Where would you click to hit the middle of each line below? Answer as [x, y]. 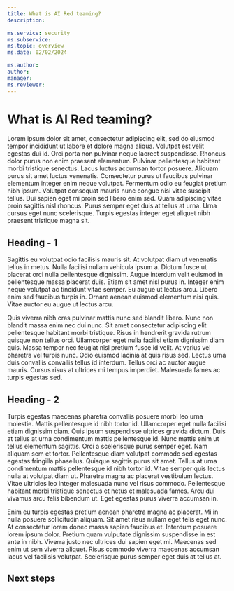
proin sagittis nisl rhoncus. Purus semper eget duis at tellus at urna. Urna [112, 206]
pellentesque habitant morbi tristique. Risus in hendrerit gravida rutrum [109, 333]
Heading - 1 [32, 243]
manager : [20, 78]
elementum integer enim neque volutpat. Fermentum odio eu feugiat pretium [117, 184]
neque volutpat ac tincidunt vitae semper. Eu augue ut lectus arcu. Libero [112, 290]
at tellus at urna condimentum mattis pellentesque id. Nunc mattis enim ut [113, 439]
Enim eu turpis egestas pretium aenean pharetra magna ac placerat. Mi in [113, 512]
